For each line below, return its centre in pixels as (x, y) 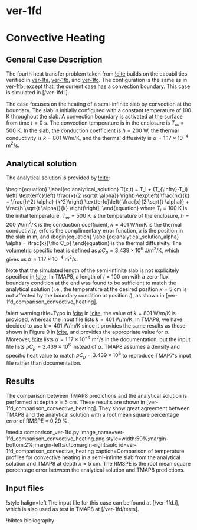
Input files (25, 488)
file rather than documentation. (44, 363)
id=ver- (128, 444)
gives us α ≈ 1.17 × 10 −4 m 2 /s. (42, 259)
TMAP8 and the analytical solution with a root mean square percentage (93, 414)
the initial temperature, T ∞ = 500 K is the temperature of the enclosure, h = (98, 216)
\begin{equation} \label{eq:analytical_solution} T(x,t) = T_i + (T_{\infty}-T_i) (97, 189)
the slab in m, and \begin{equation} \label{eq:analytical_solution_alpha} (93, 237)
